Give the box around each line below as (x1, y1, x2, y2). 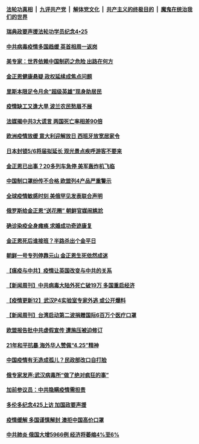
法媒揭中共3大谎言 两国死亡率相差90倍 (6, 118, 103, 125)
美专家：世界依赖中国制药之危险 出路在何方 (6, 58, 113, 65)
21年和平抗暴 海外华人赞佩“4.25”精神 (6, 341, 99, 349)
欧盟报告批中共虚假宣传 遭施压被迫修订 (6, 326, 103, 334)
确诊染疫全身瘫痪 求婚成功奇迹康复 (6, 222, 92, 229)
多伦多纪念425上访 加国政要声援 (6, 401, 87, 408)
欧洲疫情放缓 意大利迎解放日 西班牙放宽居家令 (6, 133, 120, 140)
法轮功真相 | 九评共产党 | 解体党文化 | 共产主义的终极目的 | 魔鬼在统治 (6, 5, 188, 13)
